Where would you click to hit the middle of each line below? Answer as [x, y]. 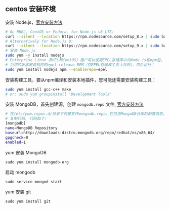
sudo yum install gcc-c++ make [38, 89]
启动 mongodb [20, 172]
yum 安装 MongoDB [26, 152]
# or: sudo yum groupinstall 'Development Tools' [59, 94]
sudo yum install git [28, 201]
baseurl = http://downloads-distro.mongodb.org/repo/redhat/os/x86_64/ [80, 133]
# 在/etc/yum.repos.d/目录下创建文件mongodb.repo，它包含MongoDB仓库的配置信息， [86, 114]
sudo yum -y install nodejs [35, 55]
